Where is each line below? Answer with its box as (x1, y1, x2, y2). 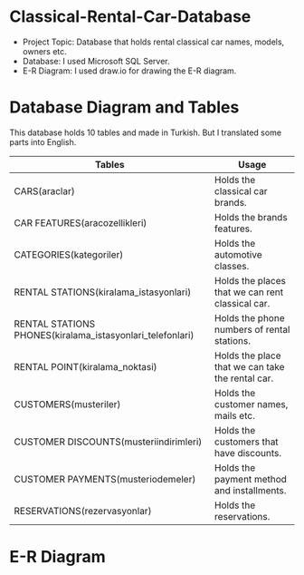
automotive (214, 248, 262, 260)
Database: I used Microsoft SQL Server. (22, 55, 170, 66)
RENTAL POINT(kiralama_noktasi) (14, 360, 157, 373)
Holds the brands (214, 210, 288, 223)
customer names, (214, 397, 289, 410)
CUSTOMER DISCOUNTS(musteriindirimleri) (14, 435, 203, 448)
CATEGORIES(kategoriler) (14, 248, 124, 260)
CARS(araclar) (14, 184, 75, 197)
